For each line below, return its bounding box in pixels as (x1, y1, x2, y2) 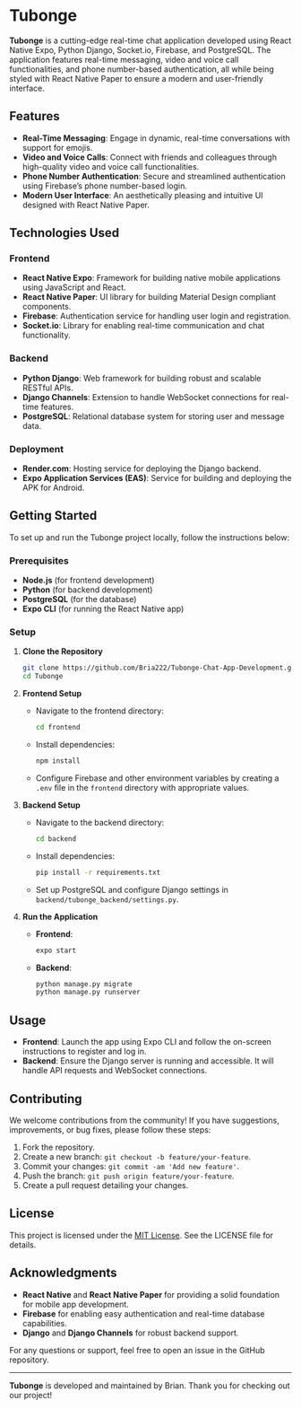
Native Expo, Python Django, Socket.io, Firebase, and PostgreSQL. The (9, 44, 271, 55)
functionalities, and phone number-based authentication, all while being (9, 64, 275, 74)
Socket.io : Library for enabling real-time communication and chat (21, 320, 265, 331)
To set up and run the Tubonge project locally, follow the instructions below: (9, 531, 289, 543)
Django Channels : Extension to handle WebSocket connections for (21, 391, 271, 402)
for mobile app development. (21, 1299, 130, 1309)
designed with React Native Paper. (21, 199, 150, 210)
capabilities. (21, 1317, 67, 1328)
